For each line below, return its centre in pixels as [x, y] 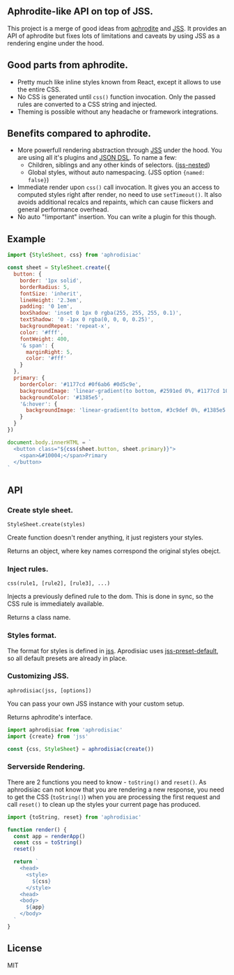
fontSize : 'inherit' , [51, 293]
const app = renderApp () [49, 836]
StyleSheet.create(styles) [46, 524]
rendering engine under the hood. [56, 43]
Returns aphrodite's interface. [50, 717]
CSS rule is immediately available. [56, 604]
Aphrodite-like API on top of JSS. [80, 12]
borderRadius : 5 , [45, 287]
